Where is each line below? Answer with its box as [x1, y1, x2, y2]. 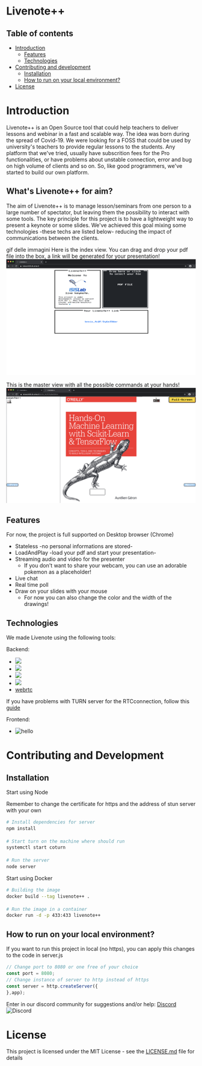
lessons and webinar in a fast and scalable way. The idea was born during [6, 130, 189, 137]
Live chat [14, 575, 38, 582]
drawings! [23, 601, 49, 608]
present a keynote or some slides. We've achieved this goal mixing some [6, 222, 186, 229]
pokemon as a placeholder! [23, 569, 92, 576]
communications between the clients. [6, 234, 99, 241]
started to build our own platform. [6, 168, 90, 176]
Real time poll [14, 581, 49, 589]
